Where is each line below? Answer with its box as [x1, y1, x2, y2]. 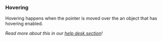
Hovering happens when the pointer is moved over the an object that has [5, 15, 157, 21]
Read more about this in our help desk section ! [5, 30, 103, 36]
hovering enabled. [5, 20, 43, 26]
